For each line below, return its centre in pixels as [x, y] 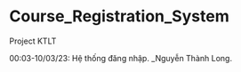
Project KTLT [33, 41]
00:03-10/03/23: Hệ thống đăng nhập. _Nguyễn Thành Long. [121, 58]
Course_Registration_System [119, 16]
